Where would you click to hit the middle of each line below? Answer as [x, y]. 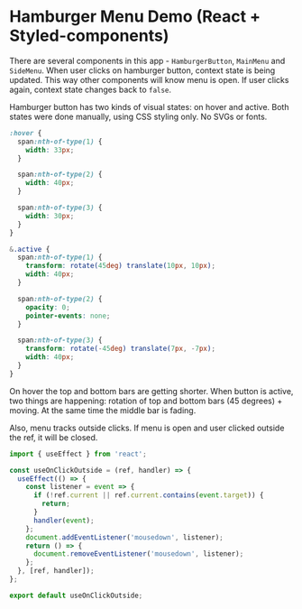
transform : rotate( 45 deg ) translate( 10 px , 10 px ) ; [121, 266]
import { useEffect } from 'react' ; [78, 454]
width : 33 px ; [50, 150]
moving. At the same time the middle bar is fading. [103, 410]
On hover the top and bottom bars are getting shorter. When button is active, [151, 391]
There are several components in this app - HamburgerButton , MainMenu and [147, 60]
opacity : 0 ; [48, 307]
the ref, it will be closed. [54, 437]
